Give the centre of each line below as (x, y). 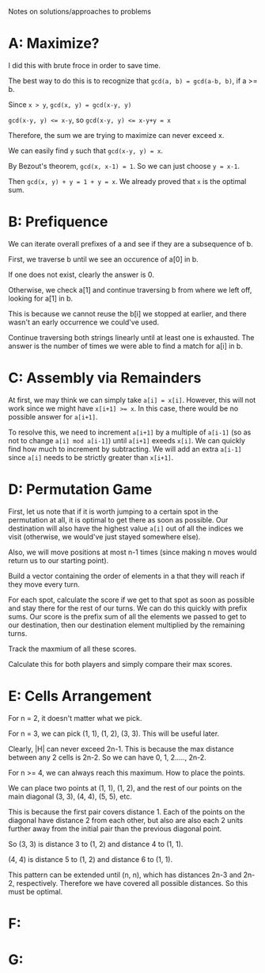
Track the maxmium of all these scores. (72, 649)
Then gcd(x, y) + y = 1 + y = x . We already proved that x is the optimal (127, 181)
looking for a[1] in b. (41, 298)
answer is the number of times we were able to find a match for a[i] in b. (126, 346)
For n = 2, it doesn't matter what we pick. (75, 718)
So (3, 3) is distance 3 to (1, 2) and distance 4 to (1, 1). (96, 844)
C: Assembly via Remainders (105, 378)
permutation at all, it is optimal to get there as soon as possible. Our (118, 519)
